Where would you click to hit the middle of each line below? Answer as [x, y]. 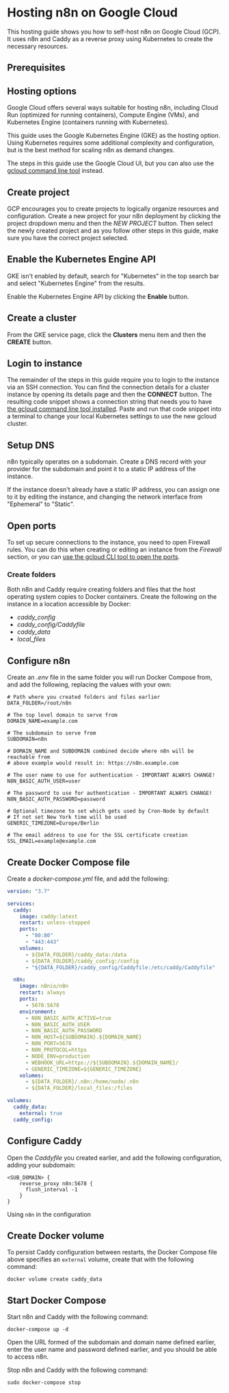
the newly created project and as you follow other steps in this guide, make [113, 230]
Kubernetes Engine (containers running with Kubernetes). [88, 122]
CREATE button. [30, 342]
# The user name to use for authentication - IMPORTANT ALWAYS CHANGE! [111, 775]
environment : [38, 1012]
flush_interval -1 [51, 1189]
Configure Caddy [44, 1141]
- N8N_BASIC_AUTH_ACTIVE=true [68, 1018]
